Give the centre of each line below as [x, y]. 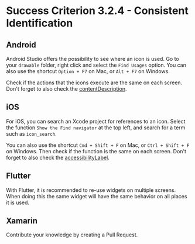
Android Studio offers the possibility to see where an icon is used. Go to [93, 59]
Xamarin [22, 221]
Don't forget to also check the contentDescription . [66, 89]
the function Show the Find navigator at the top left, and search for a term [96, 128]
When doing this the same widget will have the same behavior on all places [97, 196]
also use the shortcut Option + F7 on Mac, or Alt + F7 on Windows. [88, 71]
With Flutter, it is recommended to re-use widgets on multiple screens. [91, 190]
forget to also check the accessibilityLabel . [58, 157]
